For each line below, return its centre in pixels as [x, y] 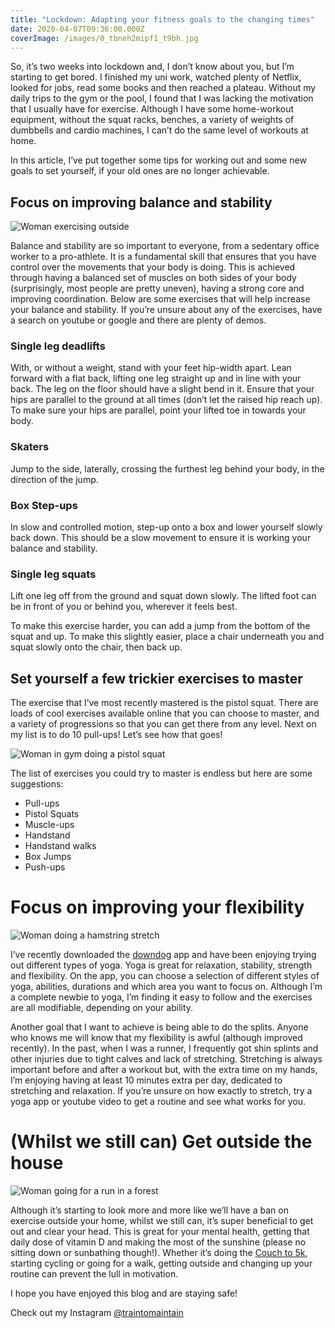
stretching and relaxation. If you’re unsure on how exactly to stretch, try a [161, 1091]
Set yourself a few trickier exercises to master [156, 678]
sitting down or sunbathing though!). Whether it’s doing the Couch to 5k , [159, 1253]
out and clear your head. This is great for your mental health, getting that [160, 1232]
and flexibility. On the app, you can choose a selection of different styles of [165, 976]
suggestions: [37, 784]
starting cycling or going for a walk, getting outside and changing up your [161, 1263]
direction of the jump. [54, 479]
